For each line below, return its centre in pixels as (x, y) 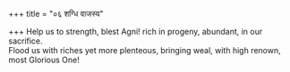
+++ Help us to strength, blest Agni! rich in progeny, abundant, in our (136, 32)
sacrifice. (26, 41)
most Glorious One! (44, 60)
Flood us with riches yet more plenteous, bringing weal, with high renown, (145, 50)
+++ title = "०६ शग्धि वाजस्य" (56, 14)
